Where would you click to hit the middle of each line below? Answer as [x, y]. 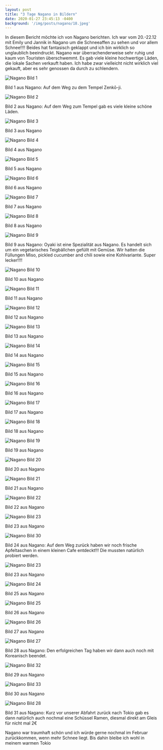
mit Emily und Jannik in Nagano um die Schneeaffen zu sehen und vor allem [81, 43]
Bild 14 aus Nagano [24, 355]
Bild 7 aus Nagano [23, 207]
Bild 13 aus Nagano [24, 336]
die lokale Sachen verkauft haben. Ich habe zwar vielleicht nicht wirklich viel [82, 63]
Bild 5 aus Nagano [23, 169]
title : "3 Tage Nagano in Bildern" [41, 14]
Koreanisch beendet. [26, 656]
